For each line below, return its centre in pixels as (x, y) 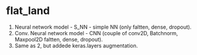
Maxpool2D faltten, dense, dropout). (59, 39)
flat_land (28, 11)
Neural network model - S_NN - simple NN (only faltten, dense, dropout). (103, 27)
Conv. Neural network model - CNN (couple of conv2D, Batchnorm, (96, 33)
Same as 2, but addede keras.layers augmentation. (76, 46)
